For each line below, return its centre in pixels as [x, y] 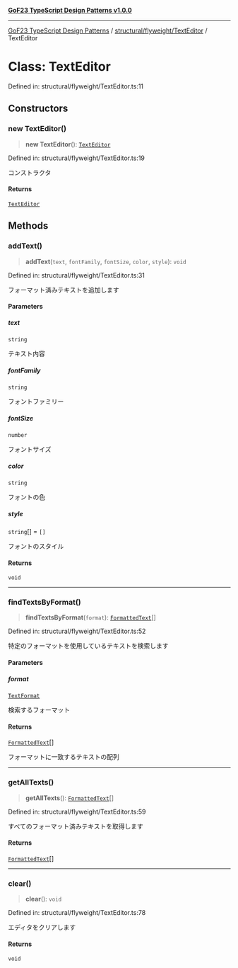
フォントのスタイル [36, 546]
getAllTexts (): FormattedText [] [70, 798]
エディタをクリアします [42, 928]
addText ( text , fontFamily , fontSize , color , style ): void [106, 261]
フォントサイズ [30, 450]
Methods [28, 226]
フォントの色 [26, 497]
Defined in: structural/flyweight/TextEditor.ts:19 [77, 158]
